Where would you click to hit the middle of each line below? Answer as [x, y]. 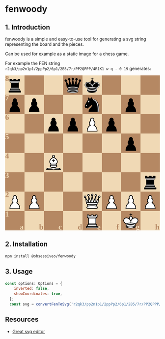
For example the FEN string [33, 63]
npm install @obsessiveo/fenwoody [41, 256]
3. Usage [19, 272]
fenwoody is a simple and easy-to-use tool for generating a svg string [76, 39]
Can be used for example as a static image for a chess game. [67, 54]
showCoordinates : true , [38, 294]
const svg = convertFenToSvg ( [40, 304]
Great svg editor [28, 331]
